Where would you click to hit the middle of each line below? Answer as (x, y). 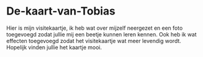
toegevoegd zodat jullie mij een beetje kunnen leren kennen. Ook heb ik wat (101, 34)
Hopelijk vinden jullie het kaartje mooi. (54, 47)
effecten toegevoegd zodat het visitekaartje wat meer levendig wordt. (94, 41)
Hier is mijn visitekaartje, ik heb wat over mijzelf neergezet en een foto (94, 28)
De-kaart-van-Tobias (61, 11)
